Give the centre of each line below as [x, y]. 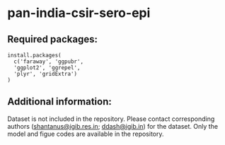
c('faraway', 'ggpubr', [48, 62]
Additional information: [59, 101]
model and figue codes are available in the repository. [86, 134]
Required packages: [52, 39]
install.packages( [34, 55]
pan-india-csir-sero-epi [79, 13]
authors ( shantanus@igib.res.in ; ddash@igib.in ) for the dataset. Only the [112, 126]
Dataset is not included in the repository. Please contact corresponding [111, 119]
